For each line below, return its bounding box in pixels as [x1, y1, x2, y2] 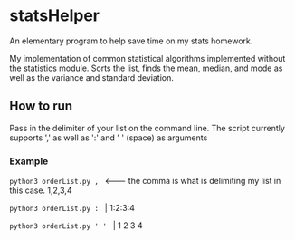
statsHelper [9, 5, 100, 26]
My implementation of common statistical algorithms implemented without [9, 53, 286, 63]
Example [9, 155, 49, 168]
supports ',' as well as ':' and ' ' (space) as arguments [9, 132, 208, 143]
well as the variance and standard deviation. [9, 72, 174, 82]
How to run [9, 99, 73, 114]
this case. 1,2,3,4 [9, 185, 72, 196]
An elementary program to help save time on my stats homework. [9, 35, 253, 46]
